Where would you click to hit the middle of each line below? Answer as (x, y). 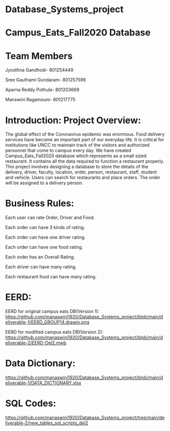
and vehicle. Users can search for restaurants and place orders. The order (83, 178)
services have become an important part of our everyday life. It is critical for (85, 140)
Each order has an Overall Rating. (40, 257)
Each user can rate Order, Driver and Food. (50, 218)
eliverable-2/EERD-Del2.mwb (36, 343)
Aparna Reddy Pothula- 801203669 (42, 90)
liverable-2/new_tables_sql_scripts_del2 (47, 423)
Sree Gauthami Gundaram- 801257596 (46, 80)
